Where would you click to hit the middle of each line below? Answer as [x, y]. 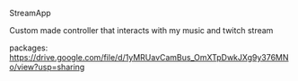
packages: [29, 48]
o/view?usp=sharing [47, 67]
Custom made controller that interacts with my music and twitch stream [141, 30]
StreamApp [30, 13]
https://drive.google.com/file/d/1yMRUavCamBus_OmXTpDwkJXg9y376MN [149, 57]
